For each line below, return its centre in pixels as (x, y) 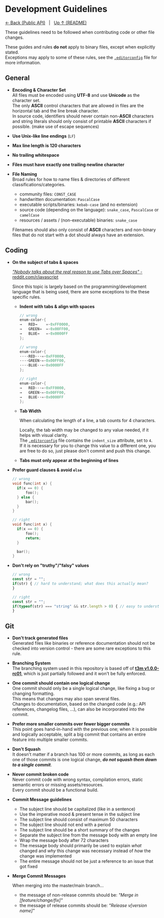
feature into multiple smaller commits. (50, 740)
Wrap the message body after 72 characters (64, 840)
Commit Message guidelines (42, 800)
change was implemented (46, 856)
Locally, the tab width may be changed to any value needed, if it (84, 430)
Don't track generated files (40, 638)
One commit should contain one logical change (61, 683)
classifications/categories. (39, 184)
